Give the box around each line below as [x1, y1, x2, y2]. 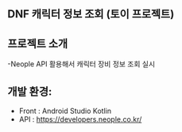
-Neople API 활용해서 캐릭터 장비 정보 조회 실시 [7, 59, 156, 69]
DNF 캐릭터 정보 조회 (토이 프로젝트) [7, 7, 175, 21]
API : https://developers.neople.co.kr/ [18, 115, 142, 124]
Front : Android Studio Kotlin [18, 106, 112, 116]
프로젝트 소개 [7, 36, 68, 50]
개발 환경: [7, 85, 52, 98]
